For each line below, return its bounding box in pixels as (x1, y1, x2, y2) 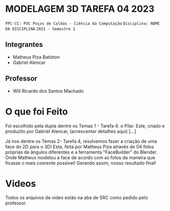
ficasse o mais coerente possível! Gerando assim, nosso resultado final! (5, 160, 157, 166)
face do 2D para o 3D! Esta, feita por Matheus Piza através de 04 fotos (5, 143, 154, 150)
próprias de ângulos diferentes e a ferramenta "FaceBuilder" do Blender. (5, 149, 158, 155)
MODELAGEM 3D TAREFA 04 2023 (5, 3, 155, 15)
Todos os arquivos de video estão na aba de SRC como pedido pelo (5, 195, 148, 201)
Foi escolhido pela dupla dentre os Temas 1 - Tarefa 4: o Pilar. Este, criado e (5, 122, 165, 129)
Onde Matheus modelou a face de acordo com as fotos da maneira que (5, 154, 156, 160)
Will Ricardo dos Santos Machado (12, 88, 84, 94)
